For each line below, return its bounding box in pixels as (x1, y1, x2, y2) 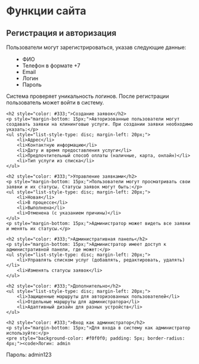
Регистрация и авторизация (6, 28, 117, 38)
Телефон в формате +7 (22, 62, 80, 69)
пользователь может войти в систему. (6, 99, 104, 106)
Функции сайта (6, 4, 86, 18)
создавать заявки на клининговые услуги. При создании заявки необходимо (6, 121, 194, 127)
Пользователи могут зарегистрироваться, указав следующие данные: (6, 44, 186, 51)
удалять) (163, 257, 185, 263)
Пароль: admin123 (6, 351, 52, 358)
